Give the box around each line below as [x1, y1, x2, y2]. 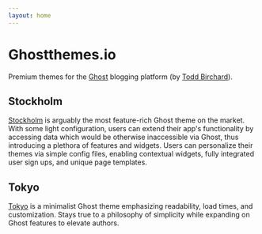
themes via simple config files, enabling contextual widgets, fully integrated [8, 149, 255, 159]
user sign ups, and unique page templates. [8, 157, 148, 167]
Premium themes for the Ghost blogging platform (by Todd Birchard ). [8, 72, 234, 81]
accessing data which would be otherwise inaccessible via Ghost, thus [8, 132, 239, 142]
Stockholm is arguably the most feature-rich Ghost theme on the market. [8, 115, 245, 125]
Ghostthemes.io [8, 45, 116, 63]
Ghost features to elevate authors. [8, 218, 120, 228]
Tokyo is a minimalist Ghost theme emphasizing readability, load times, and [8, 202, 253, 211]
